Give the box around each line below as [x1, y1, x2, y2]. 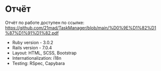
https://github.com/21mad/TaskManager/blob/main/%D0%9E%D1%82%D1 [5, 24, 157, 30]
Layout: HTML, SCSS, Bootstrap [12, 50, 77, 56]
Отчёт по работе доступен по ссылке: [5, 20, 85, 25]
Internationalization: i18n [12, 55, 62, 61]
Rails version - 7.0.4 [12, 45, 52, 50]
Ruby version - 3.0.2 [12, 39, 54, 45]
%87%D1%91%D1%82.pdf [5, 30, 59, 36]
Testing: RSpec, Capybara [12, 60, 65, 66]
